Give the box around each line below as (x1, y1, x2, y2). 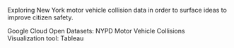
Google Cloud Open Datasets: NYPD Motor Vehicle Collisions (7, 27, 185, 35)
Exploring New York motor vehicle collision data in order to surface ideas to (7, 6, 228, 14)
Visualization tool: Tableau (7, 34, 84, 42)
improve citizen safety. (7, 13, 74, 22)
